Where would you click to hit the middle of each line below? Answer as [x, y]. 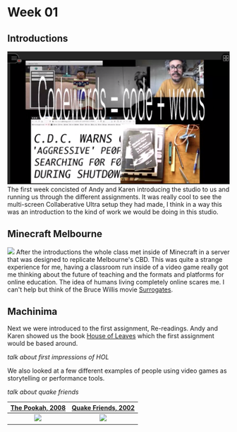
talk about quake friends [43, 392]
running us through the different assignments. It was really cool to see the [115, 197]
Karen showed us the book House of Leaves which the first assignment [111, 336]
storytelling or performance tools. [56, 378]
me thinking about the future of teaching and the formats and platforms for [116, 274]
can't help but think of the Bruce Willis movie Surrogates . [90, 289]
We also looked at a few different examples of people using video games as [117, 371]
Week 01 [33, 12]
